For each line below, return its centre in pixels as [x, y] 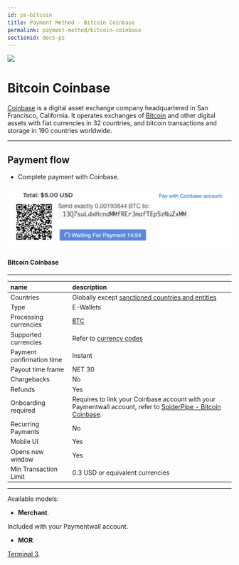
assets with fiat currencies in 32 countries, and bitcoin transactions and [112, 123]
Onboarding [28, 403]
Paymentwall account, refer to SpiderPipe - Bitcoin [147, 406]
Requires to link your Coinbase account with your [144, 399]
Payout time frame [37, 369]
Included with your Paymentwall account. [68, 527]
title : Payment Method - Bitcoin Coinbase [71, 22]
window [22, 459]
